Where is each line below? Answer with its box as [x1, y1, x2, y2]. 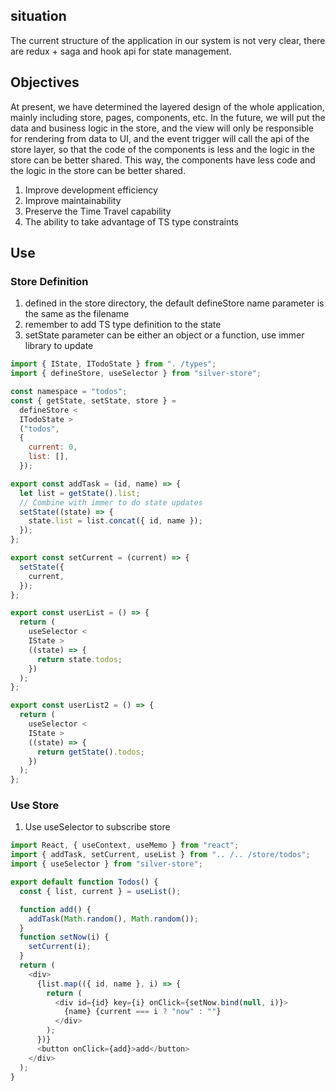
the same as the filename [24, 308, 130, 320]
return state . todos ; [36, 654, 123, 664]
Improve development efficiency [24, 184, 158, 196]
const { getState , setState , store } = [10, 395, 177, 406]
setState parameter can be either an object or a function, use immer [24, 329, 305, 341]
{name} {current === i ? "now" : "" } [63, 1007, 222, 1017]
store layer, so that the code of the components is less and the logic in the [10, 143, 315, 155]
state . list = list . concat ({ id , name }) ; [28, 516, 203, 526]
